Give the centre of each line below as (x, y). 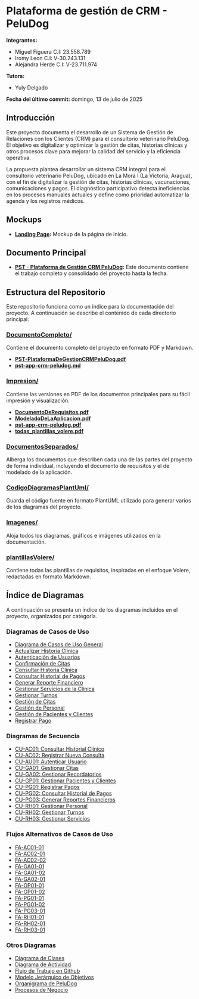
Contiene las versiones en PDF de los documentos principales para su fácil (98, 394)
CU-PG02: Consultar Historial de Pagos (63, 793)
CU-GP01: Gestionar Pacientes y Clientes (65, 781)
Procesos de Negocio (41, 989)
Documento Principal (46, 253)
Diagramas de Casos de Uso (48, 631)
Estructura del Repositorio (56, 292)
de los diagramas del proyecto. (44, 507)
